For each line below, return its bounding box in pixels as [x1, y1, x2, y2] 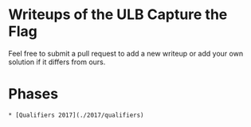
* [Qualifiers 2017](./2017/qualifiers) [8, 111, 145, 119]
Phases [8, 85, 58, 103]
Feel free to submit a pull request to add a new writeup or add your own [8, 48, 244, 58]
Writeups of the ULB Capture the [8, 6, 228, 24]
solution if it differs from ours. [8, 57, 106, 67]
